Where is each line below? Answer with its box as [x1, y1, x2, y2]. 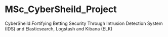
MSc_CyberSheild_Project [5, 4, 117, 15]
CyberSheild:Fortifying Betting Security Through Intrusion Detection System [5, 20, 163, 26]
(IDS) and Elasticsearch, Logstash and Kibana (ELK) [5, 25, 113, 31]
